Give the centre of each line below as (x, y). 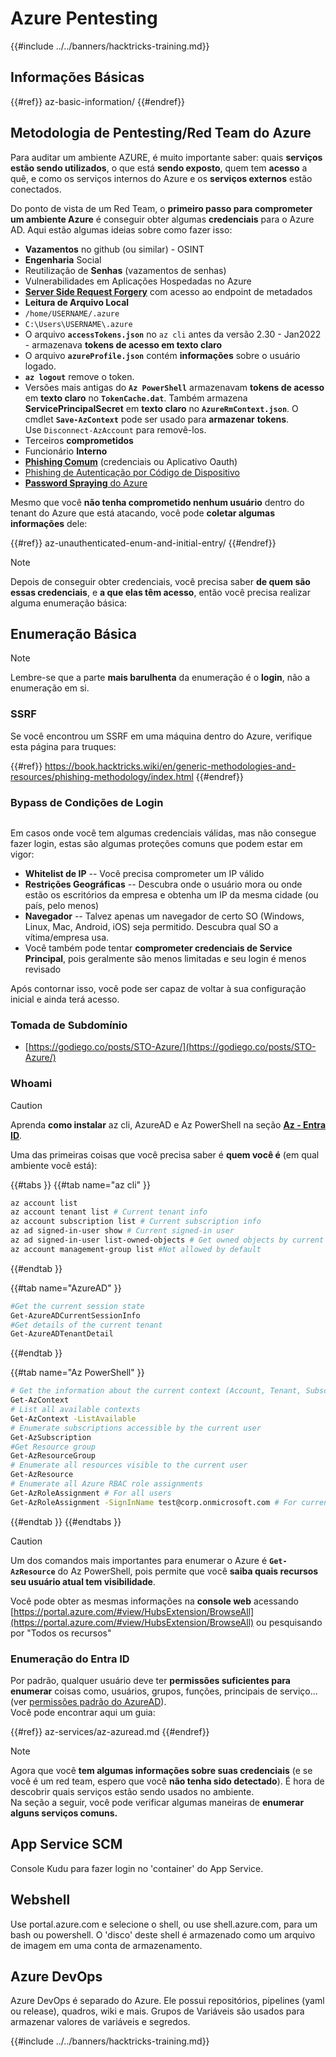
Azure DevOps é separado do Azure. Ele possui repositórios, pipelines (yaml (167, 2001)
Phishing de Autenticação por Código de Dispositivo (132, 472)
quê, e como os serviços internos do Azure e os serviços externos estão (161, 178)
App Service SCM (66, 1844)
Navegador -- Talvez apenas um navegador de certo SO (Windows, (164, 916)
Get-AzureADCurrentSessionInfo (75, 1315)
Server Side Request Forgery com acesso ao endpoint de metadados (168, 291)
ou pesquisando (289, 1622)
